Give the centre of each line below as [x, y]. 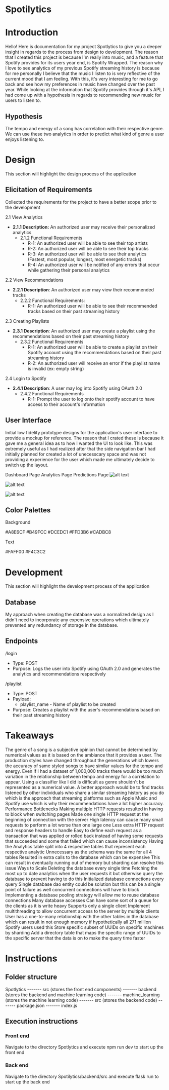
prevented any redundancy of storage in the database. [62, 625]
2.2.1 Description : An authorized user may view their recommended [83, 289]
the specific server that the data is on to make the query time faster [75, 938]
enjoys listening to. [25, 139]
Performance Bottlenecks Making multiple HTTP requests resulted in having [84, 809]
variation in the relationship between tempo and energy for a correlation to [82, 776]
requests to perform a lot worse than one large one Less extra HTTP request [84, 825]
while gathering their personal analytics [69, 270]
